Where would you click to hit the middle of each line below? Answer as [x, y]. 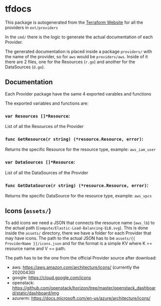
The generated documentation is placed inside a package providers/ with [79, 51]
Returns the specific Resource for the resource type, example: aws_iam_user [80, 149]
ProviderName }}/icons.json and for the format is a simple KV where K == [79, 243]
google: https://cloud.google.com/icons [51, 277]
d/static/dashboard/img [36, 293]
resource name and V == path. [36, 248]
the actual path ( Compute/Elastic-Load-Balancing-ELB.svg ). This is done [77, 228]
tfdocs [18, 9]
